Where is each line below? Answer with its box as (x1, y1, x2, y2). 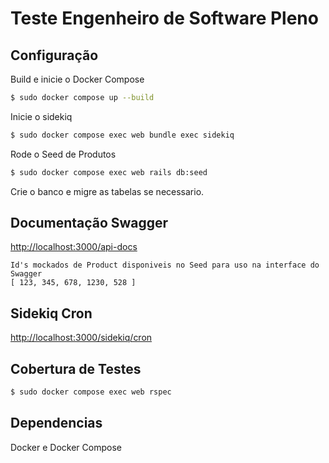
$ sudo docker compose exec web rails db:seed (10, 167, 208, 177)
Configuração (10, 47, 99, 64)
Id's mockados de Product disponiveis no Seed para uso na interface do (10, 260, 320, 271)
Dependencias (10, 415, 103, 432)
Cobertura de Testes (10, 360, 142, 377)
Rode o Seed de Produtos (10, 148, 117, 160)
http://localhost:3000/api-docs (10, 241, 138, 253)
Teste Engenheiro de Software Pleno (10, 7, 319, 30)
